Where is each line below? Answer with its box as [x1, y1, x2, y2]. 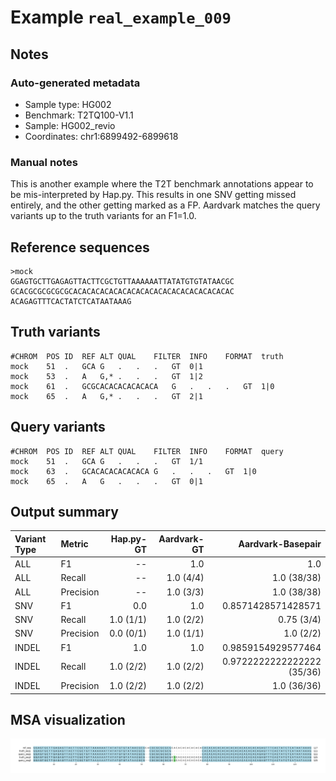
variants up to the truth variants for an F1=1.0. [10, 210, 197, 222]
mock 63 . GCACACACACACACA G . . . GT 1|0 [10, 466, 257, 476]
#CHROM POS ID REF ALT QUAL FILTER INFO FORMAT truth [10, 351, 284, 361]
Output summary [10, 504, 119, 520]
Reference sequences [10, 239, 150, 256]
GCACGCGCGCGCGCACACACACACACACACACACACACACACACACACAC [10, 286, 235, 296]
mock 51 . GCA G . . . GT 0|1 [10, 361, 203, 371]
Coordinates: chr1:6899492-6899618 [24, 130, 179, 142]
